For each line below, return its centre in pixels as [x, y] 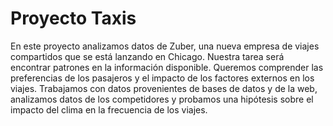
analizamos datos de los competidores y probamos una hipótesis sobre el [162, 99]
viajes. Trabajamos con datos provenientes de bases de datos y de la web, [164, 88]
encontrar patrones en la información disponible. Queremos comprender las [167, 67]
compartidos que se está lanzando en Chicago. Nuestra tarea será [147, 56]
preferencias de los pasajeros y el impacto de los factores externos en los [162, 78]
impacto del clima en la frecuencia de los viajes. [109, 109]
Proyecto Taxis [73, 18]
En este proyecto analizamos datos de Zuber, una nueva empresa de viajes [165, 46]
